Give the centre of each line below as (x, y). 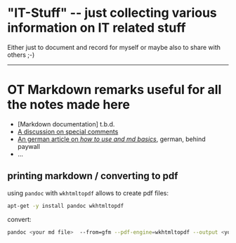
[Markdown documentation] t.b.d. (66, 124)
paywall (29, 146)
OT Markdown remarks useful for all (114, 90)
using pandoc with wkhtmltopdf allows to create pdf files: (88, 193)
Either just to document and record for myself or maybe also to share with (114, 47)
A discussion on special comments (68, 131)
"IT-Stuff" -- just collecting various (112, 13)
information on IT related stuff (97, 28)
